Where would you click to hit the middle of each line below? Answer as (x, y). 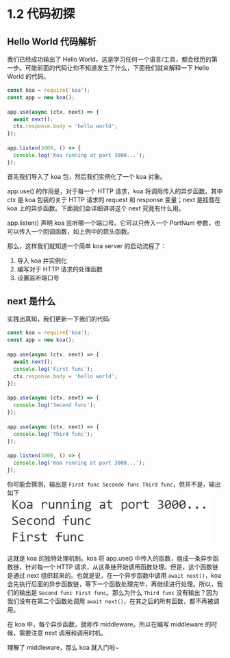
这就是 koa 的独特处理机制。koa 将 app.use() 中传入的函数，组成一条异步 (110, 558)
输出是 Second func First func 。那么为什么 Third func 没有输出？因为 (118, 592)
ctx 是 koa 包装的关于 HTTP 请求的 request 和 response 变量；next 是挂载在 (114, 199)
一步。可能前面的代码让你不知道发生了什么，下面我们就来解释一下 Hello (108, 68)
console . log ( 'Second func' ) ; (55, 405)
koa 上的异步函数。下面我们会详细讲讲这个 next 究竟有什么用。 (96, 208)
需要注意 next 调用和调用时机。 (63, 633)
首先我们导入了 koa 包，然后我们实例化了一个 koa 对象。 (87, 176)
